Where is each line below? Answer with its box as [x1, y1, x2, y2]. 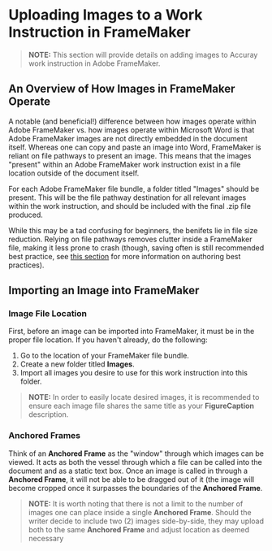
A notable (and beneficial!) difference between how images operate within [8, 116, 257, 126]
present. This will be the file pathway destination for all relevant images [8, 193, 247, 202]
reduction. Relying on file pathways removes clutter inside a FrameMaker [8, 234, 253, 244]
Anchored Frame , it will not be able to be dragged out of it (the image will [8, 474, 254, 484]
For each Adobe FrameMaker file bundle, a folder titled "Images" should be [8, 184, 260, 193]
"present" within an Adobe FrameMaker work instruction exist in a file [8, 159, 241, 169]
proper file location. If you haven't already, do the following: [8, 335, 209, 345]
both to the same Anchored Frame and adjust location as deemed [28, 524, 250, 534]
